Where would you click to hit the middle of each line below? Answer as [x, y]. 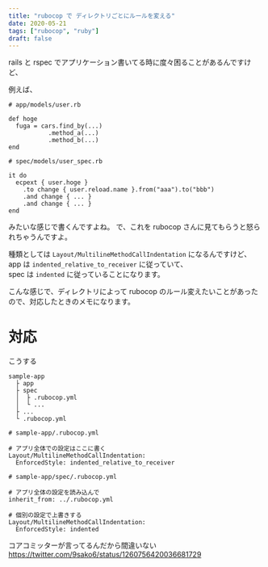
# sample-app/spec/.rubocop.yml [63, 477]
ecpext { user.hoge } [52, 183]
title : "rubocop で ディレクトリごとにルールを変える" [92, 16]
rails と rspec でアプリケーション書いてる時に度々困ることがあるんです [126, 62]
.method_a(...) [73, 133]
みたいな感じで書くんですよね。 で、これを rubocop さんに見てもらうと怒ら [134, 227]
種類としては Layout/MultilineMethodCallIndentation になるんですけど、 [130, 254]
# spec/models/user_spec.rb [56, 162]
